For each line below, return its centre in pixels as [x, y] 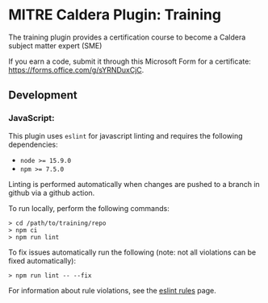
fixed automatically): [42, 260]
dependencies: [33, 144]
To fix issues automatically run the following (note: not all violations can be [132, 252]
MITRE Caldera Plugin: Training [115, 15]
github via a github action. [52, 193]
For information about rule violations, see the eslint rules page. [112, 290]
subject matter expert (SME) [55, 45]
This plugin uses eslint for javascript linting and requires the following [126, 135]
